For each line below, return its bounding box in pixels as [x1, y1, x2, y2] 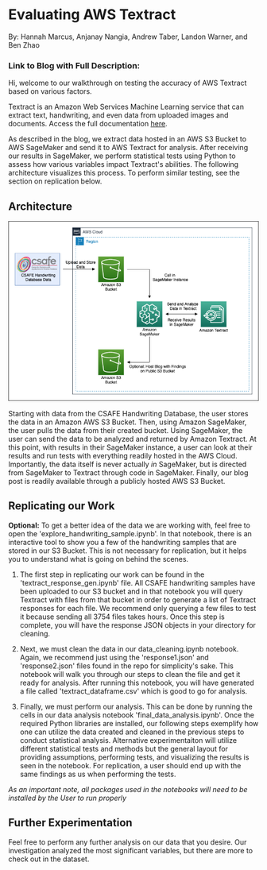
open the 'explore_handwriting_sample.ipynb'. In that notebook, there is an [8, 528, 253, 538]
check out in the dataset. [8, 854, 90, 864]
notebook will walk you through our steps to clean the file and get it [19, 669, 241, 679]
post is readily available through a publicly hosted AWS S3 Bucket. [8, 477, 226, 486]
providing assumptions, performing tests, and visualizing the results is [19, 752, 250, 762]
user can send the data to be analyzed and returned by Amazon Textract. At [8, 435, 257, 444]
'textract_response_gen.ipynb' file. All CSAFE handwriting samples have [19, 578, 256, 587]
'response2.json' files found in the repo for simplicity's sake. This [19, 661, 234, 671]
